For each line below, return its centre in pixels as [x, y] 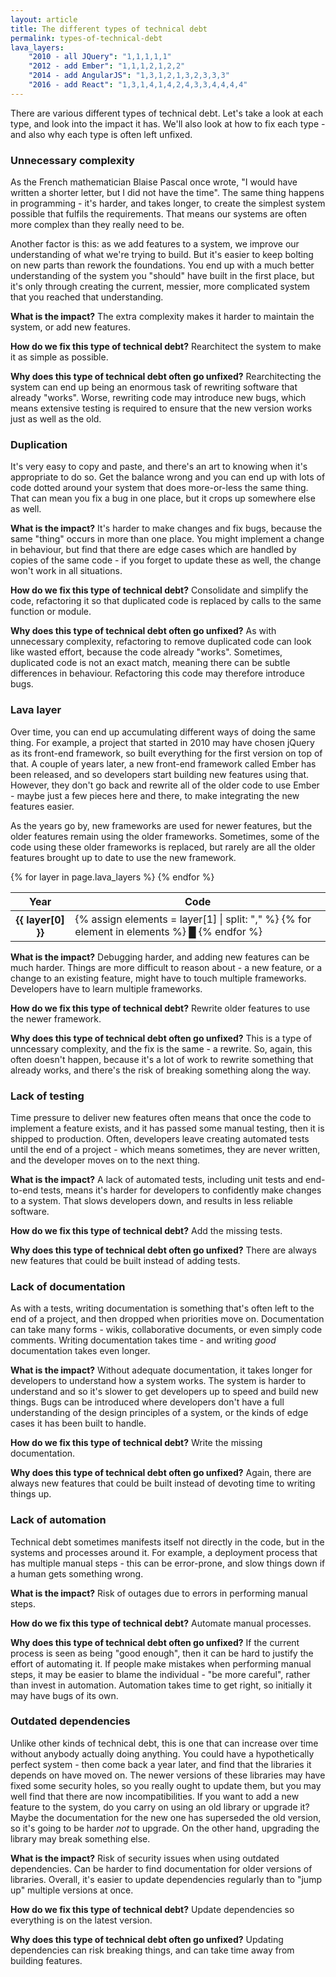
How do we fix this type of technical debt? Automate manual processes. [161, 1623]
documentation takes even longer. [80, 1351]
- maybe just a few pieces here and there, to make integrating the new [155, 795]
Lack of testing [47, 1096]
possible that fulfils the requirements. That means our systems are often [159, 214]
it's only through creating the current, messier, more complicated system [160, 287]
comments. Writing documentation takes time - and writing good [143, 1340]
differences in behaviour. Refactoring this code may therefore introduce [157, 673]
